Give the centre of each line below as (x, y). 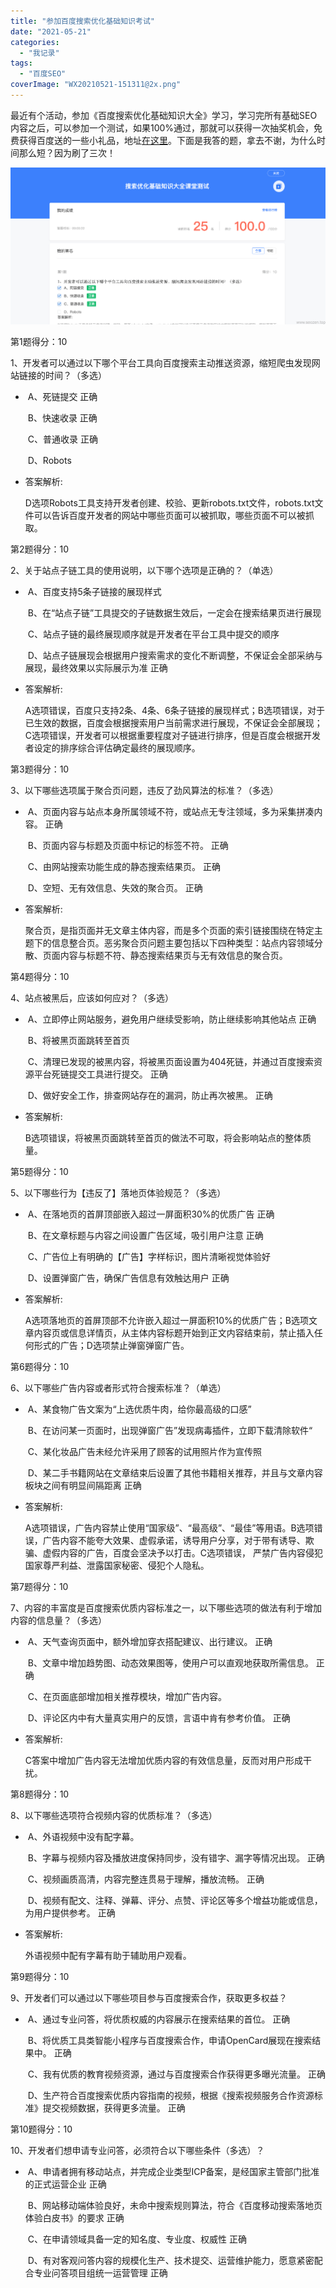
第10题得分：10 (41, 2129)
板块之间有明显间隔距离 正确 (83, 1485)
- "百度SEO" (43, 74)
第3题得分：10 (40, 769)
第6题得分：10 (40, 1366)
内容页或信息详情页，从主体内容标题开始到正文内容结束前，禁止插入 (174, 1332)
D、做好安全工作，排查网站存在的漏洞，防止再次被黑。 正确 (150, 1095)
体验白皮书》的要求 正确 (74, 2217)
